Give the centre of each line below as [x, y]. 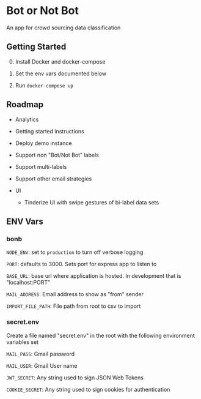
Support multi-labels [41, 166]
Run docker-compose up [44, 85]
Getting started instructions [49, 131]
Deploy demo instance [43, 143]
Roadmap [25, 105]
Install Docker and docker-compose [60, 61]
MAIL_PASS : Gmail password [41, 354]
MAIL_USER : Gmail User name [42, 365]
